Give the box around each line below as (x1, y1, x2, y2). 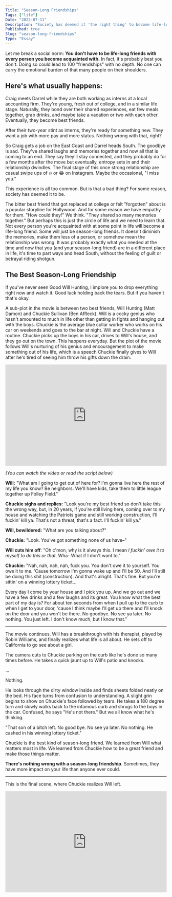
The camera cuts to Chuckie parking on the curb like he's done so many (5, 651, 158, 658)
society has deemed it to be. (5, 191, 66, 197)
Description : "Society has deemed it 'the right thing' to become (5, 22, 150, 27)
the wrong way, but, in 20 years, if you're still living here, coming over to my (5, 506, 165, 512)
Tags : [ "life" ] (5, 12, 38, 17)
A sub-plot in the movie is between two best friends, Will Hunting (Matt (5, 305, 155, 311)
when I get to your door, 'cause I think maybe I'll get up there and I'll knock (5, 605, 163, 611)
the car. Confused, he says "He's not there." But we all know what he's (5, 709, 155, 715)
